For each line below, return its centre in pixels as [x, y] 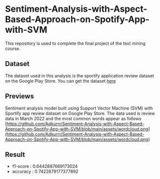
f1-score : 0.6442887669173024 [45, 166]
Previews [20, 96]
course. [13, 48]
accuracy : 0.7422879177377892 [45, 172]
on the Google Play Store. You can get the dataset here [60, 81]
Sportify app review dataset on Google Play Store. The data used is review [80, 113]
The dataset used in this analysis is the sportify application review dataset [80, 76]
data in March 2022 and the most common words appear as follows [73, 118]
